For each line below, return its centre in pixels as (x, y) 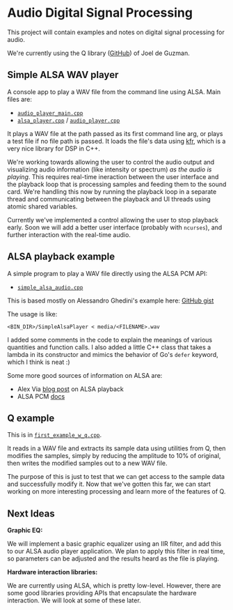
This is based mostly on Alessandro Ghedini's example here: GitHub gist (111, 300)
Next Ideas (31, 513)
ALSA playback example (61, 257)
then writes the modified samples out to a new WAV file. (88, 463)
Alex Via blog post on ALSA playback (70, 389)
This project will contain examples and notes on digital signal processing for (116, 32)
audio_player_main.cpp (50, 113)
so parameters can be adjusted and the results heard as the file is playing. (113, 558)
